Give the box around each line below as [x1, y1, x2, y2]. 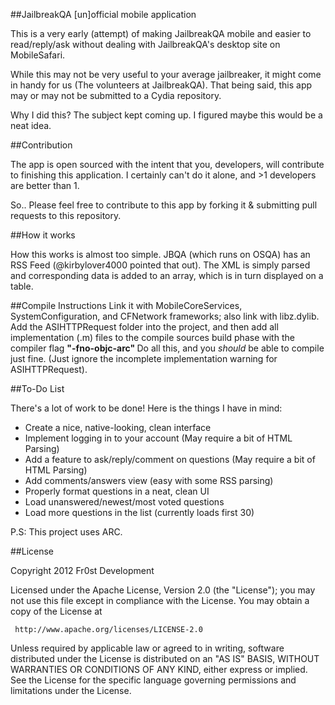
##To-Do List [10, 383, 65, 394]
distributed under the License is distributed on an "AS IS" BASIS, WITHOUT [10, 653, 320, 664]
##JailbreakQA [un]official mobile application [10, 9, 197, 20]
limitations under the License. [10, 685, 132, 696]
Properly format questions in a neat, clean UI [24, 485, 210, 497]
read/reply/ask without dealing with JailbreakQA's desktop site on [10, 39, 281, 50]
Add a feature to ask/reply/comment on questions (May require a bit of [24, 454, 316, 465]
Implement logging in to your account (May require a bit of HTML [24, 432, 293, 444]
